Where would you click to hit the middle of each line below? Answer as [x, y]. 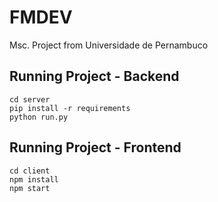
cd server [30, 99]
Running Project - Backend [94, 76]
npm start [30, 188]
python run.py [39, 117]
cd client [30, 171]
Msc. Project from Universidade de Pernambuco [109, 45]
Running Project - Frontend [95, 147]
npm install [34, 179]
